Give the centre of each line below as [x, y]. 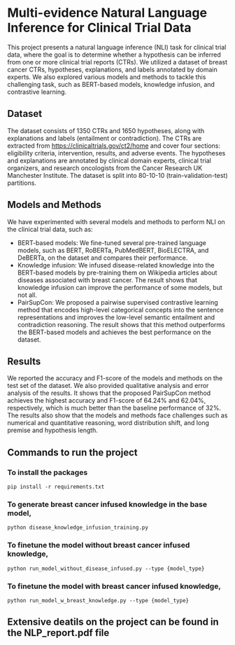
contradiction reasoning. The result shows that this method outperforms [121, 324]
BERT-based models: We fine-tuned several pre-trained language [112, 242]
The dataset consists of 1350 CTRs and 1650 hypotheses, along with [106, 130]
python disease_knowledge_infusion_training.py [78, 528]
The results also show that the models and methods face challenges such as [117, 415]
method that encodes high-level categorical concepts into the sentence [120, 310]
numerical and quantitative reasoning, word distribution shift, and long [108, 423]
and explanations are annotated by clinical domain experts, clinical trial [109, 160]
